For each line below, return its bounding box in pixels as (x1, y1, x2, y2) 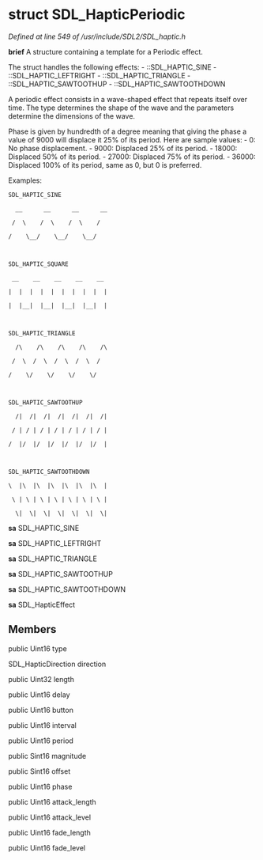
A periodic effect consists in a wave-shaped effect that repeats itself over (8, 94, 247, 104)
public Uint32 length (8, 674, 75, 684)
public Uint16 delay (8, 690, 70, 699)
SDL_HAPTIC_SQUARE (8, 260, 69, 268)
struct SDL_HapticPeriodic (8, 6, 186, 24)
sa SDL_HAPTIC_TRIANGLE (8, 554, 97, 563)
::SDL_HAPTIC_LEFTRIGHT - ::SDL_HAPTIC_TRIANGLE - (8, 70, 191, 80)
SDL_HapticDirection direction (8, 659, 107, 669)
